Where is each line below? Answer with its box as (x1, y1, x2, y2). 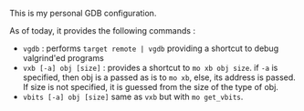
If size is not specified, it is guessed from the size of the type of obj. (22, 82, 278, 92)
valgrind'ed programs (22, 53, 105, 63)
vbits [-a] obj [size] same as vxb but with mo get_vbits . (22, 91, 244, 102)
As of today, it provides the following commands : (9, 25, 196, 35)
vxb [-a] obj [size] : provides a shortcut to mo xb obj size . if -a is (22, 63, 278, 73)
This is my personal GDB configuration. (9, 8, 157, 18)
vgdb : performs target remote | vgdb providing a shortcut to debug (22, 43, 279, 54)
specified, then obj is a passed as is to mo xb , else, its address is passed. (22, 72, 297, 83)
